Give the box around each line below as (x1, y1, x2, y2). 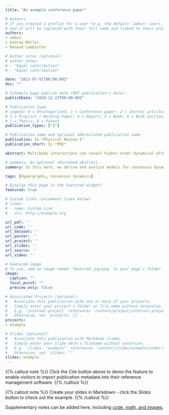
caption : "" (10, 276, 35, 281)
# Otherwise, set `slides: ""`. (5, 350, 78, 355)
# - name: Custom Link (5, 206, 53, 211)
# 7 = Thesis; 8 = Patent (5, 118, 59, 124)
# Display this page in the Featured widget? (5, 183, 102, 188)
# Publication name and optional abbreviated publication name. (5, 132, 143, 138)
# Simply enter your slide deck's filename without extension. (5, 341, 145, 346)
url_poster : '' (5, 234, 37, 239)
